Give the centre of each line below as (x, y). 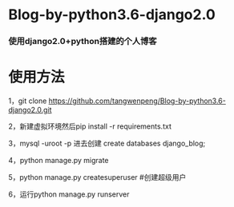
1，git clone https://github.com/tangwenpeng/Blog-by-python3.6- (117, 101)
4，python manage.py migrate (58, 161)
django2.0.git (30, 110)
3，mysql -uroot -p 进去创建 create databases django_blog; (107, 143)
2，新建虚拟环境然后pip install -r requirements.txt (90, 126)
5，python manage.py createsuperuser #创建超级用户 (97, 177)
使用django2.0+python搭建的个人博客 (83, 42)
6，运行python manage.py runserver (69, 194)
